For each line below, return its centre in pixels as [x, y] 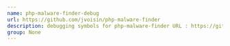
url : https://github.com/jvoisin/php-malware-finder [84, 20]
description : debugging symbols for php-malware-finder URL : [98, 26]
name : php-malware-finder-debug [53, 13]
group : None [24, 32]
